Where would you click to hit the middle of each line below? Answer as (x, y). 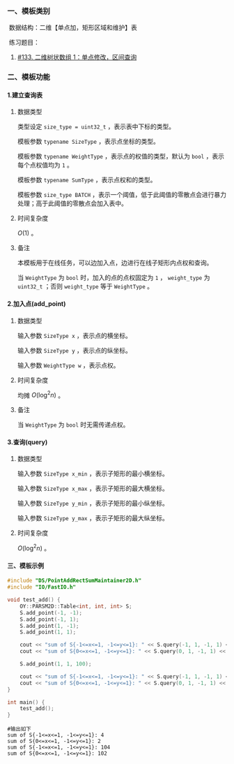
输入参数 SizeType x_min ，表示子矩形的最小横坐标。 (93, 473)
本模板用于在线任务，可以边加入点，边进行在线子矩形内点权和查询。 (115, 263)
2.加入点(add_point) (37, 304)
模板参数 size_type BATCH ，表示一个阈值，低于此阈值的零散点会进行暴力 (122, 195)
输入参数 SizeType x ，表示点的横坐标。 (75, 335)
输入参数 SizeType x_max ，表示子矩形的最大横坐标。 (93, 488)
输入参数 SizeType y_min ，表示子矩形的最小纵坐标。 (93, 504)
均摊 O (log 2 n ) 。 (41, 395)
